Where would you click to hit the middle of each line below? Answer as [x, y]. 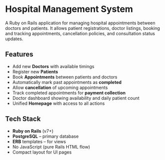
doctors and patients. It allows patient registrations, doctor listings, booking [83, 28]
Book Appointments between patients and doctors [65, 77]
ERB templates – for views [39, 141]
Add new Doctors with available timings [53, 66]
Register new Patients [35, 72]
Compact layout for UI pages [42, 152]
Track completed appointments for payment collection [69, 92]
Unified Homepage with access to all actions [59, 103]
